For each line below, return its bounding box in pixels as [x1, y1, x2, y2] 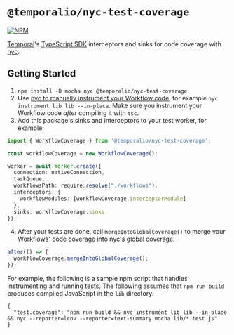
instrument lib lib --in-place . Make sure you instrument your [17, 101, 202, 110]
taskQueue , [13, 176, 46, 183]
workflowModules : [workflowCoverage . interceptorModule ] [20, 195, 187, 202]
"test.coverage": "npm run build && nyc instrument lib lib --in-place [13, 309, 228, 316]
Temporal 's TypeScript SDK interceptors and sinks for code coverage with [7, 39, 222, 48]
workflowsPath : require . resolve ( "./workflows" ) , [13, 182, 158, 190]
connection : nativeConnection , [13, 169, 105, 176]
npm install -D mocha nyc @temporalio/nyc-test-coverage [17, 87, 188, 95]
